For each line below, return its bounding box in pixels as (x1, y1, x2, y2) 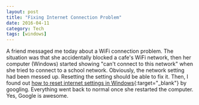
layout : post (6, 8, 39, 15)
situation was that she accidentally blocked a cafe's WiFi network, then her (6, 54, 192, 61)
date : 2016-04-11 (6, 20, 50, 26)
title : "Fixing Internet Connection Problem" (6, 14, 122, 20)
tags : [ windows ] (6, 31, 47, 37)
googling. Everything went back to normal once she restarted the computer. (6, 86, 194, 93)
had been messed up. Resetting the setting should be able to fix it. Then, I (6, 73, 189, 80)
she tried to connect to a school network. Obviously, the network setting (6, 67, 185, 74)
